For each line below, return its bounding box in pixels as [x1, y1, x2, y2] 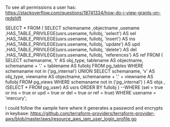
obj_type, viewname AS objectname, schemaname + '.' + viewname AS [5, 74, 154, 79]
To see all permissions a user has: [5, 5, 76, 10]
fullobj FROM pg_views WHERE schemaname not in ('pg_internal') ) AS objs [5, 79, 163, 85]
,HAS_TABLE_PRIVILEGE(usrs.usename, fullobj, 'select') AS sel [5, 30, 136, 36]
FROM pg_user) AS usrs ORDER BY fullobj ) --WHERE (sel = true [29, 84, 163, 90]
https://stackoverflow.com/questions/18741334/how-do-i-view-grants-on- [5, 10, 161, 16]
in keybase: [5, 110, 29, 116]
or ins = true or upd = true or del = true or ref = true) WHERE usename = [5, 90, 156, 96]
